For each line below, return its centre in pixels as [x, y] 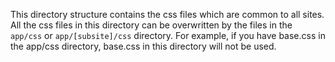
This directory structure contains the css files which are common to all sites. [167, 14]
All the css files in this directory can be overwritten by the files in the [151, 25]
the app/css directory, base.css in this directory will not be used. [143, 46]
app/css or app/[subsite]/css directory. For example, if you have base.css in [168, 35]
